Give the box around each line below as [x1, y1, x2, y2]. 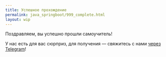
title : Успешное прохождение [5, 7, 67, 13]
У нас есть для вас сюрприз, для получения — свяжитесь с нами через [5, 41, 161, 47]
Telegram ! [5, 46, 26, 52]
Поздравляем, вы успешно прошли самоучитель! [5, 31, 113, 37]
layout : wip [5, 17, 30, 22]
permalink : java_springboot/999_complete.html [5, 12, 105, 17]
